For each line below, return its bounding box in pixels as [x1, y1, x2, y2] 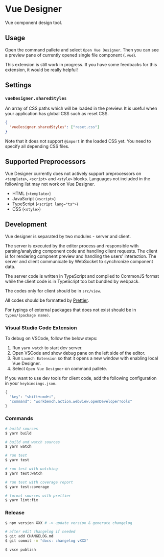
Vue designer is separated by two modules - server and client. [5, 233, 131, 239]
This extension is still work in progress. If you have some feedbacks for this [5, 61, 157, 67]
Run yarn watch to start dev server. [12, 344, 83, 351]
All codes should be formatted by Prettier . [5, 297, 89, 303]
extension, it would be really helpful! [5, 67, 78, 73]
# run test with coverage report [5, 480, 73, 484]
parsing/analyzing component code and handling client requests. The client [5, 248, 158, 254]
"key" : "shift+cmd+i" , [9, 394, 56, 399]
